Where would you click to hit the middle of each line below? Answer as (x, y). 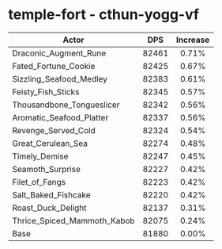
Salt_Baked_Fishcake (51, 194)
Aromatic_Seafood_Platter (60, 117)
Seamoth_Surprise (46, 169)
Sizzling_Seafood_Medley (60, 79)
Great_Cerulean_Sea (50, 143)
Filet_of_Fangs (39, 182)
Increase (193, 40)
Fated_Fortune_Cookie (54, 66)
